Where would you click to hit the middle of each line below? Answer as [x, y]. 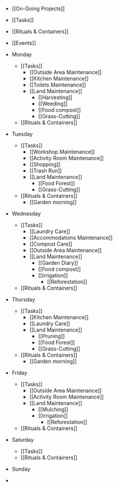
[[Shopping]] [45, 164]
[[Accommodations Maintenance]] [71, 237]
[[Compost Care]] [51, 244]
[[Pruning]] [51, 336]
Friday [19, 373]
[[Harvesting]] [55, 97]
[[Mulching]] [53, 409]
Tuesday [22, 134]
